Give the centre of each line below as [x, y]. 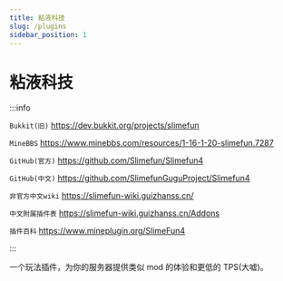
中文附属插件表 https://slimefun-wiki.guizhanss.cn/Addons [115, 213]
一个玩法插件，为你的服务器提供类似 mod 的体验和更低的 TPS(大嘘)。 [139, 267]
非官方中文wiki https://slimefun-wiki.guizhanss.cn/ [102, 196]
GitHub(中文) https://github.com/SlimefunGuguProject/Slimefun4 [130, 179]
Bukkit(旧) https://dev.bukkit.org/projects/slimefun [104, 126]
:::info [20, 108]
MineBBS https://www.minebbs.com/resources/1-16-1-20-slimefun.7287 [141, 143]
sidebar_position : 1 [49, 34]
